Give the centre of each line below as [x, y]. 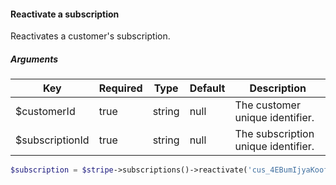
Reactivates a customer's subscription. [90, 36]
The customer [267, 105]
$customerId [45, 112]
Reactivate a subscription [65, 14]
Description [278, 88]
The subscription [274, 134]
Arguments [34, 59]
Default [207, 88]
